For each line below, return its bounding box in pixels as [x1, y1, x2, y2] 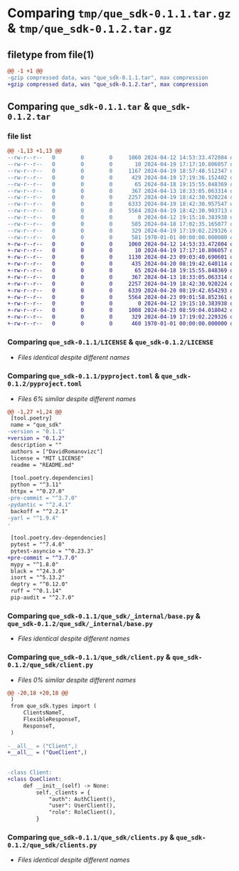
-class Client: [7, 769, 53, 776]
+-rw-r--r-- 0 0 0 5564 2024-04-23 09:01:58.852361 [7, 293, 228, 301]
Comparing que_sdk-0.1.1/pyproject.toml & [7, 371, 160, 381]
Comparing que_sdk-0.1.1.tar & [7, 101, 151, 113]
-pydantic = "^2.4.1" [7, 501, 72, 508]
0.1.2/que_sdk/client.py [7, 661, 94, 669]
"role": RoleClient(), [48, 809, 116, 816]
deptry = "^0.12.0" [10, 580, 69, 588]
